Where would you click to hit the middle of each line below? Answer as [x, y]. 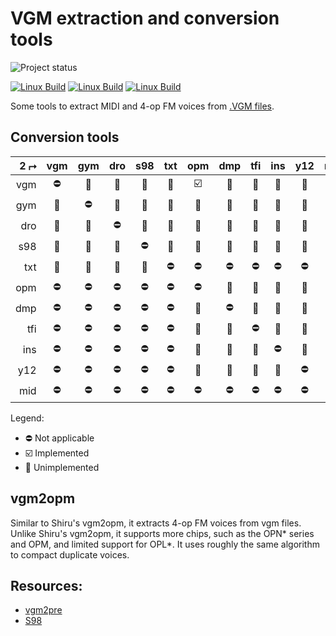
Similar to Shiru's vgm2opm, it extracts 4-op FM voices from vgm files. [156, 523]
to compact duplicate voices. [70, 554]
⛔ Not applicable [59, 438]
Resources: [46, 585]
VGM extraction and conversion [145, 18]
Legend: [27, 418]
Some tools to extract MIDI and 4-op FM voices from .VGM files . [142, 106]
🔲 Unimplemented [62, 467]
